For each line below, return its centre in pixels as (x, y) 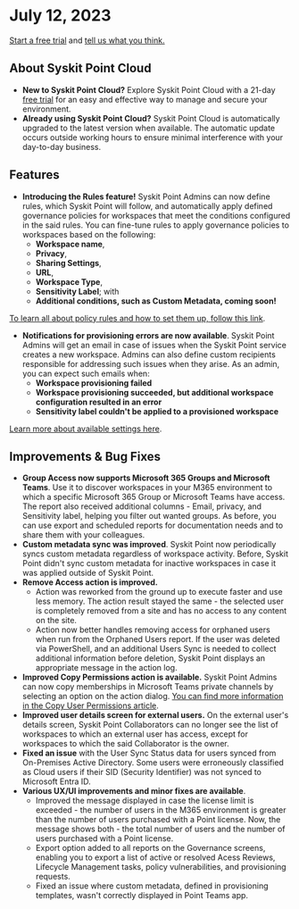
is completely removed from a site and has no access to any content (161, 611)
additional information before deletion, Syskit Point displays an (150, 658)
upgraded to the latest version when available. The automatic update (148, 128)
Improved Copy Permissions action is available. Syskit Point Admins (149, 677)
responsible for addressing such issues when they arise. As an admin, (151, 363)
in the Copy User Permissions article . (90, 705)
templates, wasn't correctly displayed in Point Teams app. (141, 896)
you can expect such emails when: (86, 373)
